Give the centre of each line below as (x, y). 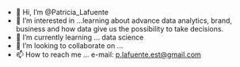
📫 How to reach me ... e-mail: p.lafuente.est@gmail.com (109, 54)
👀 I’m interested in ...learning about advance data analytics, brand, (124, 20)
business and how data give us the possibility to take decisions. (120, 29)
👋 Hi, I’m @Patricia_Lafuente (62, 12)
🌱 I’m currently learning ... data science (80, 37)
